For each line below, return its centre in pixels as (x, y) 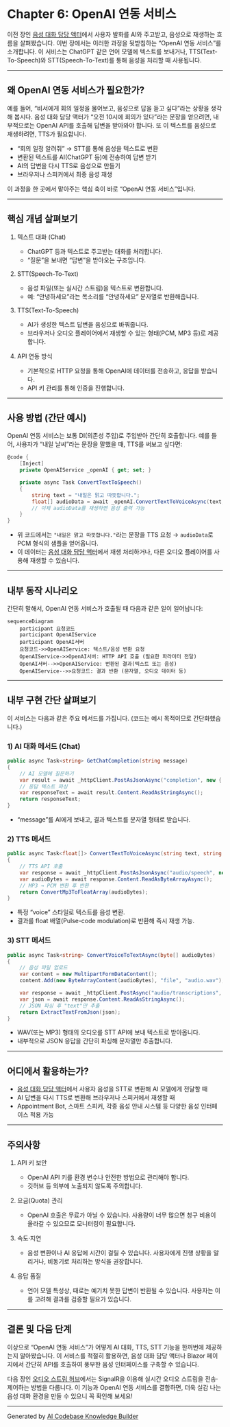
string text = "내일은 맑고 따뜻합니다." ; (86, 495)
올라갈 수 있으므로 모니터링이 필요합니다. (81, 1224)
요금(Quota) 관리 (40, 1200)
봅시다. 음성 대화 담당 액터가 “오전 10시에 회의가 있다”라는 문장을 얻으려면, (113, 117)
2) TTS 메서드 (29, 839)
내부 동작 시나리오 (42, 591)
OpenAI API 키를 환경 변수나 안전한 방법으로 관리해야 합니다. (108, 1177)
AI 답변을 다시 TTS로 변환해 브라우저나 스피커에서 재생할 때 (96, 1098)
